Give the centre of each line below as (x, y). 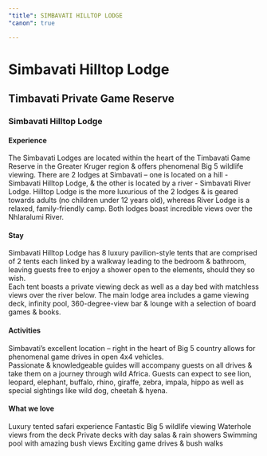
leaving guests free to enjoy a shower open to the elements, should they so (132, 270)
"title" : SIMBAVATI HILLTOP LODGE (66, 16)
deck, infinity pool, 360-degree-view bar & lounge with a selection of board (132, 304)
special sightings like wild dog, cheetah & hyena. (88, 390)
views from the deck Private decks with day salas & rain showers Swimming (133, 435)
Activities (25, 330)
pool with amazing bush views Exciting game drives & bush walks (116, 443)
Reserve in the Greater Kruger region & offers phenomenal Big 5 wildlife (126, 166)
